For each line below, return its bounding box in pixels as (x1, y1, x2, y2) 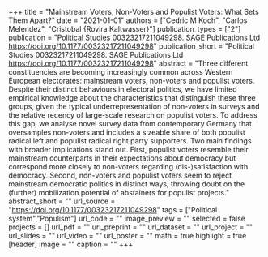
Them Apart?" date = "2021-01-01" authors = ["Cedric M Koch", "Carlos (8, 15, 248, 25)
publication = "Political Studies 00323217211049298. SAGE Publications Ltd (8, 32, 261, 42)
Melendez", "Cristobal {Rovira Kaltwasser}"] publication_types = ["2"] (8, 24, 241, 33)
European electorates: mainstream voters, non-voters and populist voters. (8, 76, 255, 85)
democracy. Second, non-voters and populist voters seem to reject (8, 170, 232, 180)
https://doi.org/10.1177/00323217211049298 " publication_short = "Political (8, 41, 255, 51)
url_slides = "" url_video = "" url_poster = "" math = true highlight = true (8, 231, 247, 240)
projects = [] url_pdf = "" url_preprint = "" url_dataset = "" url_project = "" (8, 222, 253, 232)
